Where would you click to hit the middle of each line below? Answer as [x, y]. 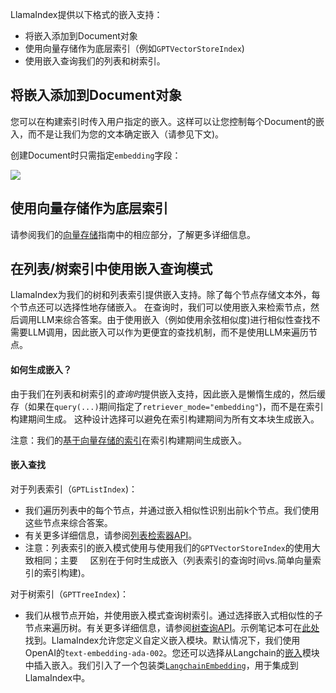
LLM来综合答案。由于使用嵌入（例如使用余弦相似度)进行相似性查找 [174, 320]
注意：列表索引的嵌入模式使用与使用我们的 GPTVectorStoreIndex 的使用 [168, 547]
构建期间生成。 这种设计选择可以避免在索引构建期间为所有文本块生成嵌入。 [165, 419]
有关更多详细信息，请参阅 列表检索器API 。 [111, 535]
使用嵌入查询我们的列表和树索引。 [95, 61]
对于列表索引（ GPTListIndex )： [74, 489]
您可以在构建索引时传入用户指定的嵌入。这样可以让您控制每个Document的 [163, 121]
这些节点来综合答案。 [68, 522]
